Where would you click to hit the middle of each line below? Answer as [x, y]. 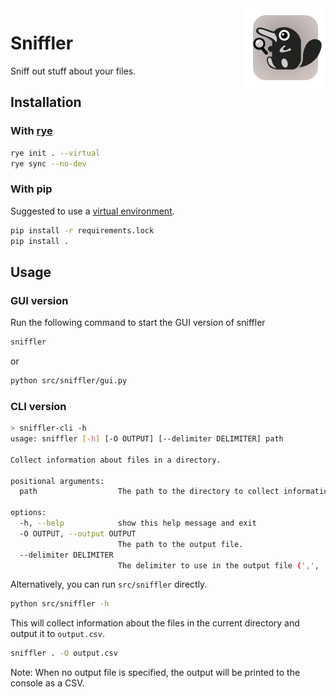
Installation [46, 102]
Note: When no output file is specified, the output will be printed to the [155, 673]
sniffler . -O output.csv [64, 653]
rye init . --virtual [55, 153]
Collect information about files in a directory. [116, 460]
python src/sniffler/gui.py [69, 380]
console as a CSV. [47, 683]
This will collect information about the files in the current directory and [155, 623]
